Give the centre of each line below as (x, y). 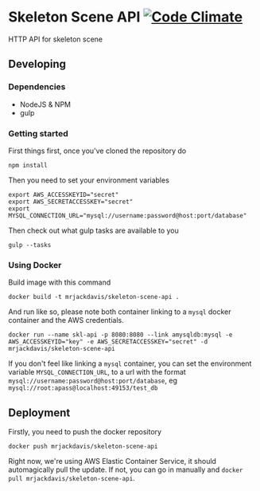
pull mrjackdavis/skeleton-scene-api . (72, 478)
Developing (37, 64)
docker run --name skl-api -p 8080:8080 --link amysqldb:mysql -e (120, 335)
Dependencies (37, 87)
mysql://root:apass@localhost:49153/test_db (83, 388)
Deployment (39, 412)
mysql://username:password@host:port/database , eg (93, 381)
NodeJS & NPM (45, 104)
